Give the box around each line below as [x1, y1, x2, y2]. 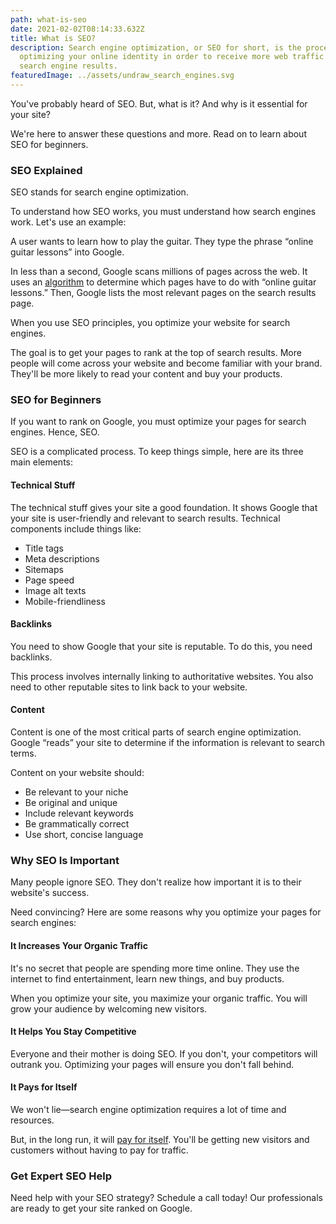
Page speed [24, 574, 75, 586]
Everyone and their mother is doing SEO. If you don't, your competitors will [10, 1047, 318, 1060]
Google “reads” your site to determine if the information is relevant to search [10, 737, 325, 749]
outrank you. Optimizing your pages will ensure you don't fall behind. [10, 1058, 295, 1070]
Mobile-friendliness [24, 595, 106, 607]
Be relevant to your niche [24, 786, 129, 798]
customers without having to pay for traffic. [10, 1144, 189, 1156]
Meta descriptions [24, 552, 100, 565]
